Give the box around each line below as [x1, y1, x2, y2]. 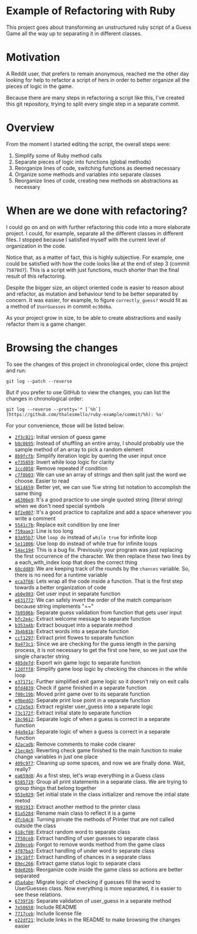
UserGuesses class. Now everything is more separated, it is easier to [14, 884, 182, 892]
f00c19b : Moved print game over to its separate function [14, 690, 151, 697]
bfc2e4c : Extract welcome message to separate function [14, 615, 151, 622]
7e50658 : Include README [14, 903, 78, 910]
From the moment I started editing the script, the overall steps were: [6, 140, 171, 148]
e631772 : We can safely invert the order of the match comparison [14, 596, 172, 603]
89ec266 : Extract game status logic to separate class [14, 860, 141, 867]
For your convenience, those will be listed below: [6, 422, 125, 429]
